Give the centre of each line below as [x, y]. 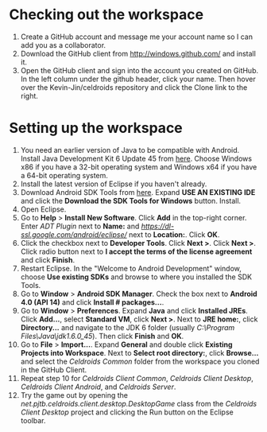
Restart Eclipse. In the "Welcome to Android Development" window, [131, 268]
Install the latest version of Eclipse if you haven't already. [114, 184]
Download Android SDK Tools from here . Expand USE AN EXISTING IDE [138, 192]
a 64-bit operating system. [64, 175]
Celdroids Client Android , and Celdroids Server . [98, 387]
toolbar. [33, 420]
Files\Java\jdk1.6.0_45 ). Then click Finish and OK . [102, 336]
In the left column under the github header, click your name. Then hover [138, 79]
